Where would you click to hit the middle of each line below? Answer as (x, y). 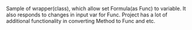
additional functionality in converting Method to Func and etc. (81, 21)
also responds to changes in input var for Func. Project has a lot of (87, 15)
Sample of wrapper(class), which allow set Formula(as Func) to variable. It (96, 9)
